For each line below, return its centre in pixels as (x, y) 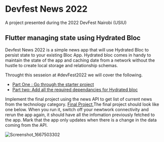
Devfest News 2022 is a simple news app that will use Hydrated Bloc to (77, 49)
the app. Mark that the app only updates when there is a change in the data (81, 120)
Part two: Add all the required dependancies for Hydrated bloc (75, 90)
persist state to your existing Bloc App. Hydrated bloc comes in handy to (78, 55)
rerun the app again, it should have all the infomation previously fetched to (80, 115)
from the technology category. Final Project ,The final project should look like (82, 104)
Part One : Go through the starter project (53, 84)
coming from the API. (26, 125)
